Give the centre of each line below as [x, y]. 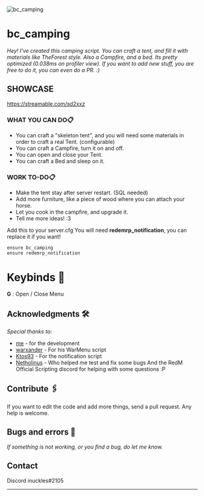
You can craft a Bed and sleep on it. [60, 161]
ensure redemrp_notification [44, 253]
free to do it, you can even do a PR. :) [54, 70]
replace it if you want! [34, 237]
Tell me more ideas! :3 [43, 219]
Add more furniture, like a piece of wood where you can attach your [100, 199]
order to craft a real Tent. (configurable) [65, 142]
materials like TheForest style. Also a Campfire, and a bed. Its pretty [92, 57]
